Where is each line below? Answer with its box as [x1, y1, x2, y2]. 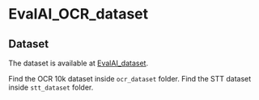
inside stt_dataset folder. [8, 82, 94, 92]
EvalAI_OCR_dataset [8, 5, 149, 23]
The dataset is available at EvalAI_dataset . [8, 58, 148, 68]
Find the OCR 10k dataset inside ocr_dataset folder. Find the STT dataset [8, 74, 252, 83]
